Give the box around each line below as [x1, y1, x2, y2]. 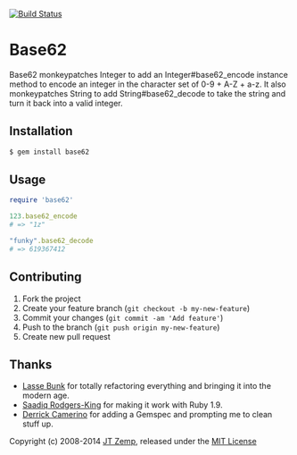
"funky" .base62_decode [9, 237, 94, 246]
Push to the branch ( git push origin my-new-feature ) [21, 322, 220, 333]
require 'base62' [9, 196, 74, 205]
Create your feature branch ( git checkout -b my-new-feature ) [21, 302, 251, 313]
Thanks [9, 358, 53, 373]
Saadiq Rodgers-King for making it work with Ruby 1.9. [21, 400, 223, 410]
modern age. [21, 390, 70, 401]
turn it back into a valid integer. [9, 97, 123, 108]
